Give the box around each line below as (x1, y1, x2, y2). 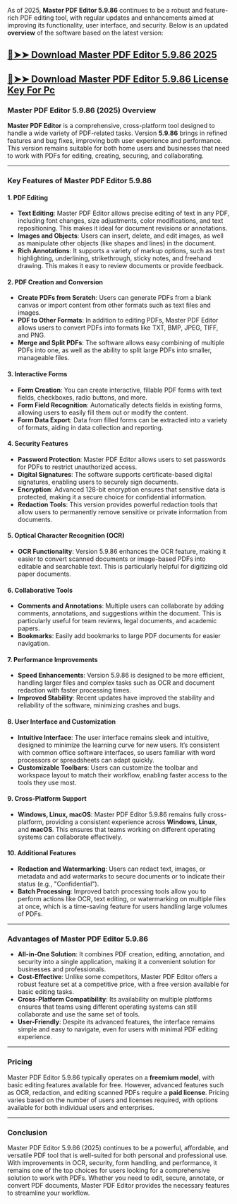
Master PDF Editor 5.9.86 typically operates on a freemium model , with (7, 1073, 215, 1082)
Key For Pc (7, 84, 55, 96)
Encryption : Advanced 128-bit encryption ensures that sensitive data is (17, 485, 226, 494)
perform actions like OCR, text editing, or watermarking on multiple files (17, 895, 226, 903)
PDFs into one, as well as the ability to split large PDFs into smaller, (17, 346, 212, 354)
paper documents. (17, 569, 72, 579)
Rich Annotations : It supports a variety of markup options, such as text (17, 247, 226, 255)
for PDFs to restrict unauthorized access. (17, 463, 138, 471)
